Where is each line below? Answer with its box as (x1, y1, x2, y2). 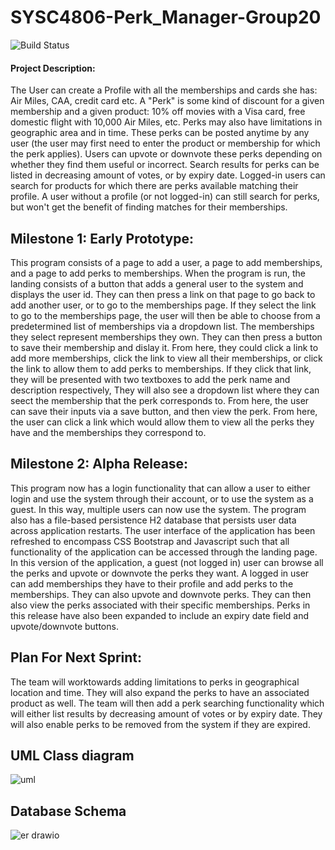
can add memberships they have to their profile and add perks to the (10, 577, 294, 590)
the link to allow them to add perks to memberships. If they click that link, (10, 362, 312, 375)
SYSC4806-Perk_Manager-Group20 (10, 6, 322, 29)
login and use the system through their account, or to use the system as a (10, 492, 314, 505)
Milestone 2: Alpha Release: (10, 456, 189, 473)
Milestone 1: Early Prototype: (10, 230, 194, 247)
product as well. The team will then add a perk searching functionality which (10, 697, 325, 709)
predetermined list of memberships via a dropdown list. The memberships (10, 320, 315, 332)
